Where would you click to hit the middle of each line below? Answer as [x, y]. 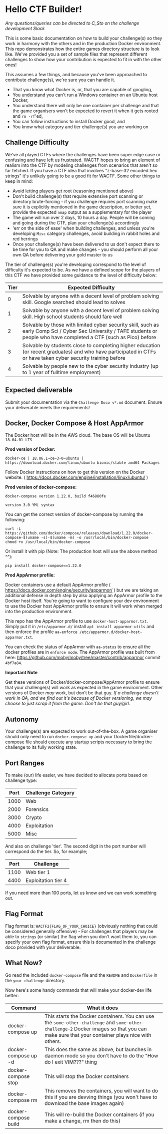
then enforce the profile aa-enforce [41, 632]
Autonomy [22, 719]
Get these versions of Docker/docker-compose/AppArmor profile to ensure [82, 682]
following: [15, 520]
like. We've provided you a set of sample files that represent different [76, 54]
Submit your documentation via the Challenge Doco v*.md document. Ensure [84, 402]
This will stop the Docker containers [86, 1076]
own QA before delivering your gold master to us [62, 254]
